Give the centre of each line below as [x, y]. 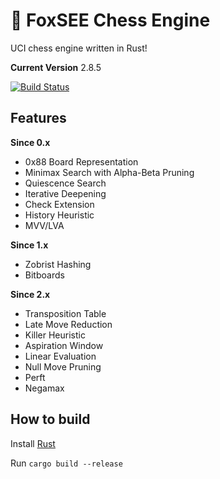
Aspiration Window [64, 345]
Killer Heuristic [55, 335]
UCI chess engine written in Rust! [79, 48]
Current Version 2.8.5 [56, 67]
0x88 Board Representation [81, 161]
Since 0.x [30, 142]
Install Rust [33, 443]
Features [38, 118]
